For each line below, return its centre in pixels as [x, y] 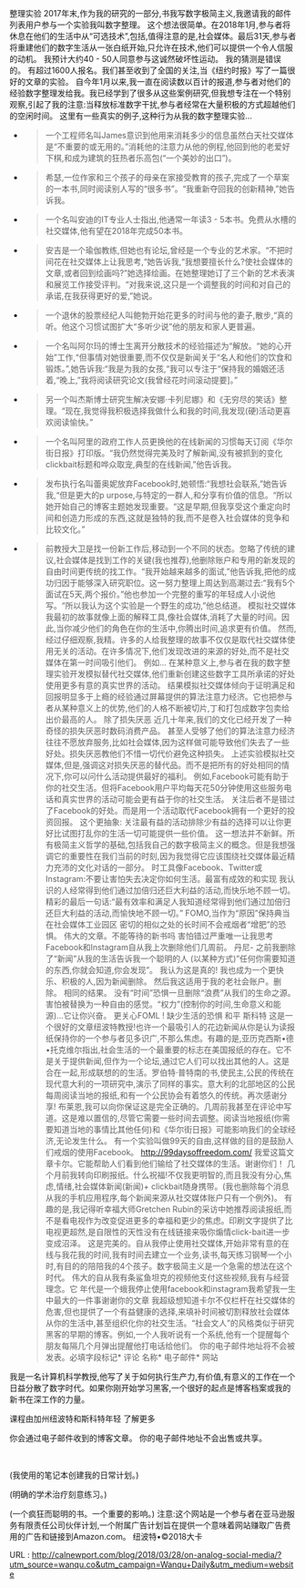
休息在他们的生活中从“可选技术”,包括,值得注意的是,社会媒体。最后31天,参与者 [153, 36]
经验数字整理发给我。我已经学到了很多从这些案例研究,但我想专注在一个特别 [150, 93]
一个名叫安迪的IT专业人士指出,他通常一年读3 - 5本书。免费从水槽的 [171, 220]
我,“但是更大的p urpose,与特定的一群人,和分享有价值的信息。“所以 [169, 495]
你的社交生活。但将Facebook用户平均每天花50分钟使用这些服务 [164, 788]
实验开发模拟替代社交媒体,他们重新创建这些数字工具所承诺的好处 [174, 674]
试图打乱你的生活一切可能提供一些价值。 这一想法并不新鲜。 [174, 833]
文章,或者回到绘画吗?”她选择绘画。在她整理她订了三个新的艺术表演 [170, 273]
